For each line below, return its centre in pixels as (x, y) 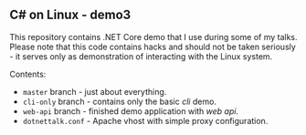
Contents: (28, 74)
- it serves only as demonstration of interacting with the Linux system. (141, 56)
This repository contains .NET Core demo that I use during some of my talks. (154, 36)
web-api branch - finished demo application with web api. (131, 111)
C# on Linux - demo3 (70, 15)
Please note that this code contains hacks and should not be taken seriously (153, 47)
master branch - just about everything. (95, 91)
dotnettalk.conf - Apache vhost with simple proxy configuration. (145, 120)
